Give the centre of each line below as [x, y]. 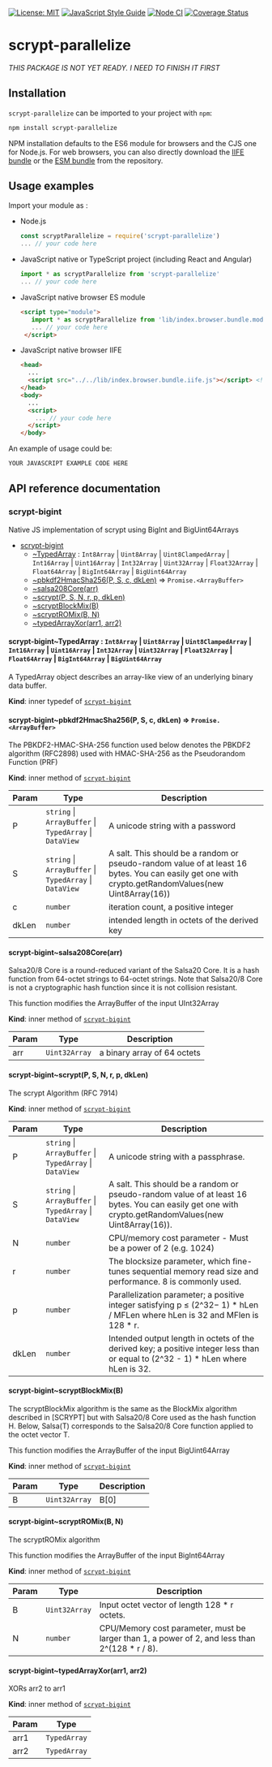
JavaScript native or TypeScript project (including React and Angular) [136, 259]
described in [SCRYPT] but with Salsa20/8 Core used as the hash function [132, 1417]
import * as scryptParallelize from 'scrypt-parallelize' [120, 274]
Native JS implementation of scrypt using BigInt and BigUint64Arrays [123, 529]
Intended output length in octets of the [181, 1338]
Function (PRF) [33, 763]
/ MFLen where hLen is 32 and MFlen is [183, 1315]
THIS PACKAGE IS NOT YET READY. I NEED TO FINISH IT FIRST [114, 67]
